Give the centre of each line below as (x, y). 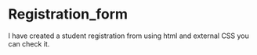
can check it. (29, 43)
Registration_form (68, 14)
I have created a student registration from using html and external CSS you (128, 36)
